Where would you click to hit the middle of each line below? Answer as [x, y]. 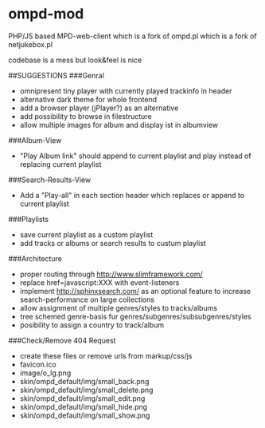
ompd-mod [46, 14]
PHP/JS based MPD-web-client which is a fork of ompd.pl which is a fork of [132, 36]
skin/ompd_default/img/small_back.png [84, 381]
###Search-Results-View [50, 180]
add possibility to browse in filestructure [86, 116]
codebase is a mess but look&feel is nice [75, 60]
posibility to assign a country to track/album [92, 325]
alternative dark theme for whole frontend [88, 99]
